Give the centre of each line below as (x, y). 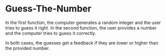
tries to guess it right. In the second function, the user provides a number (81, 27)
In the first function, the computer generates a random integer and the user (83, 22)
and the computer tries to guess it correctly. (51, 33)
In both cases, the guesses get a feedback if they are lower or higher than (82, 42)
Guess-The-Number (48, 9)
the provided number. (28, 48)
